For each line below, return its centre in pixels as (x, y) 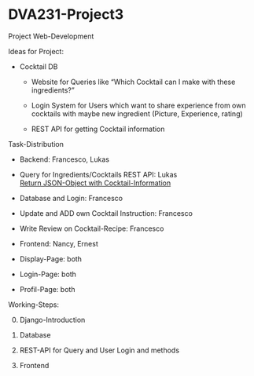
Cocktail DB (39, 66)
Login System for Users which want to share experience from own (138, 105)
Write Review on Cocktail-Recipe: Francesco (92, 228)
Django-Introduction (52, 319)
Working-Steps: (33, 305)
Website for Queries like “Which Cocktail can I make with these (133, 82)
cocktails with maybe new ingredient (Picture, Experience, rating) (137, 113)
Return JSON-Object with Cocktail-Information (95, 183)
